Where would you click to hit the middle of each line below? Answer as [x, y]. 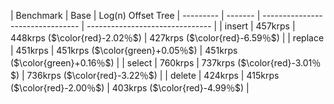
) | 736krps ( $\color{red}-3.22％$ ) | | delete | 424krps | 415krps [147, 75]
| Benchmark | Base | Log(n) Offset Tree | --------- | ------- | [135, 15]
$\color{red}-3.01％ [281, 63]
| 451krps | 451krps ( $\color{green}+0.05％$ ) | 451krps [124, 50]
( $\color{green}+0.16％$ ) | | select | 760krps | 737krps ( [126, 63]
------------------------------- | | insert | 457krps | [191, 26]
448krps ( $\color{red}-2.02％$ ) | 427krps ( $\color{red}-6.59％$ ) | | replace [167, 38]
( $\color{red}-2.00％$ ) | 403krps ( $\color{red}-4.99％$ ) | [130, 88]
